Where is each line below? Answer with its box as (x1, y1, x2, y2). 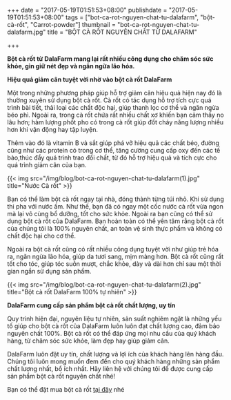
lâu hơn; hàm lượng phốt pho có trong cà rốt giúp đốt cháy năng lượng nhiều (7, 118, 224, 126)
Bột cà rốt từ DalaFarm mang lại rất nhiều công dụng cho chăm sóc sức (7, 55, 214, 63)
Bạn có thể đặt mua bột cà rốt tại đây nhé (7, 385, 125, 393)
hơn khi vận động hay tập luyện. (7, 126, 99, 133)
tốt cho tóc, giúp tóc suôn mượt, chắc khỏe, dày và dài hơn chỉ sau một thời (7, 260, 221, 268)
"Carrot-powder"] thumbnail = (30, 21, 116, 28)
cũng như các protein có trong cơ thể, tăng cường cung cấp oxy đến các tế (7, 146, 221, 154)
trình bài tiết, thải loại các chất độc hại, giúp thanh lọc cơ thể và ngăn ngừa (7, 104, 219, 111)
